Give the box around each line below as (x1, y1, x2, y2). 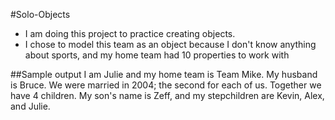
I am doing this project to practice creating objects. (24, 28, 236, 39)
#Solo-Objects (10, 9, 71, 20)
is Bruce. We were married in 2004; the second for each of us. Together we (10, 79, 322, 91)
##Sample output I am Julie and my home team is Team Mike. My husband (10, 69, 318, 80)
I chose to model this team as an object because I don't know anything (24, 39, 317, 50)
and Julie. (10, 100, 51, 112)
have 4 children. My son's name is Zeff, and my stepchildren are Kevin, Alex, (10, 90, 325, 101)
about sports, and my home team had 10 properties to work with (24, 49, 290, 61)
